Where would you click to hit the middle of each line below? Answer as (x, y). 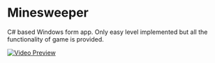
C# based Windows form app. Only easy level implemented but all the (107, 32)
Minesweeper (48, 13)
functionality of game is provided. (56, 39)
